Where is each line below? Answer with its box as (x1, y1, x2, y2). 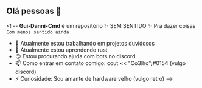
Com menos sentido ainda (6, 29, 69, 35)
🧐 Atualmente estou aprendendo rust (15, 46, 108, 53)
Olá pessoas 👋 (6, 6, 62, 16)
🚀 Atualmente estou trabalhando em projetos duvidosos (15, 39, 155, 47)
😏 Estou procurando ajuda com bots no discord (15, 52, 136, 59)
